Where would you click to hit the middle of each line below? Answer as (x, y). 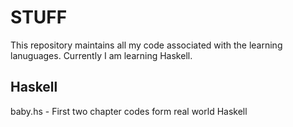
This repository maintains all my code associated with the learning (146, 45)
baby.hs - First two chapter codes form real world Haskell (129, 111)
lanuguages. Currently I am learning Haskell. (101, 55)
